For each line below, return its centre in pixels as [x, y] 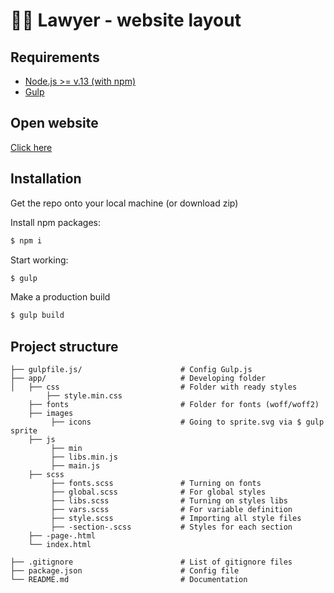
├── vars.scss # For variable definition [171, 510]
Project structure [64, 346]
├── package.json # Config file [125, 571]
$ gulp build [37, 315]
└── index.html [60, 545]
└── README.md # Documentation [129, 580]
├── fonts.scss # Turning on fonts [156, 484]
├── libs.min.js [84, 457]
